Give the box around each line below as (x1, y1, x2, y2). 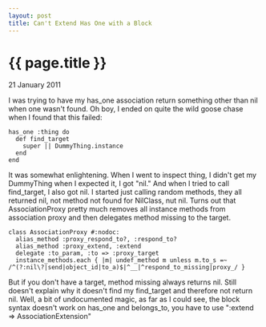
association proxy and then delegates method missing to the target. (8, 213, 231, 223)
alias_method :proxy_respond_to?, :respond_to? (15, 236, 178, 244)
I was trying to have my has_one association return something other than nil (8, 95, 258, 105)
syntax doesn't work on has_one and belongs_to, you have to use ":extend (8, 303, 254, 313)
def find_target (15, 135, 70, 143)
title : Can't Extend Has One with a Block (8, 19, 152, 27)
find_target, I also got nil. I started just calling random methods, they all (8, 188, 242, 197)
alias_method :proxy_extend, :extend (15, 242, 142, 251)
